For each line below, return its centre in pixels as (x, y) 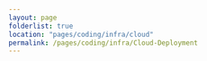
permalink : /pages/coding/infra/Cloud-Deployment (103, 43)
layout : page (33, 17)
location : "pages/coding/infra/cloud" (81, 34)
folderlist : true (41, 26)
